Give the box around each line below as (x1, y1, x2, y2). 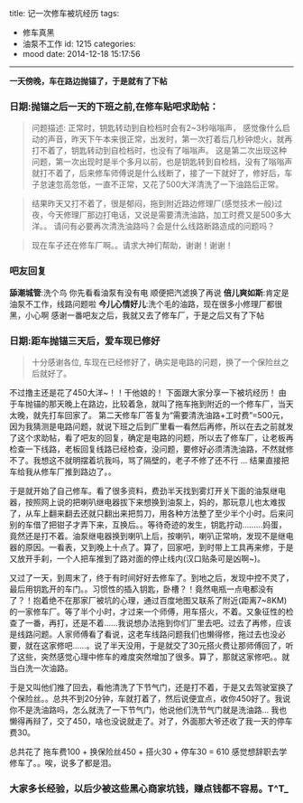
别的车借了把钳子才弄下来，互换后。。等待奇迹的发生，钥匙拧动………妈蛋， (9, 518, 287, 530)
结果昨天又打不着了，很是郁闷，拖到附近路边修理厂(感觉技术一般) (31, 198, 275, 210)
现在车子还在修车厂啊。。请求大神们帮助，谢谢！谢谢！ (31, 240, 234, 251)
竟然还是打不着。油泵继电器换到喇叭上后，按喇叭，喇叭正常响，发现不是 (9, 530, 278, 541)
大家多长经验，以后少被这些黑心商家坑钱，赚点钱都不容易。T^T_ (9, 782, 289, 795)
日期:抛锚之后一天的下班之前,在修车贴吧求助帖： (9, 100, 219, 113)
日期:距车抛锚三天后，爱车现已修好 (9, 334, 161, 347)
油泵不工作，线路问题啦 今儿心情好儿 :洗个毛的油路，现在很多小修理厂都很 (9, 298, 282, 309)
